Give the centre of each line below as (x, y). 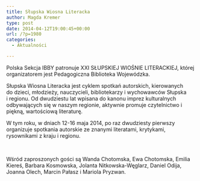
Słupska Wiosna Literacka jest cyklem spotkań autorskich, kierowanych (95, 85)
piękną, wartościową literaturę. (45, 111)
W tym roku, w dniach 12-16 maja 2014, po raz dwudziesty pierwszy (91, 123)
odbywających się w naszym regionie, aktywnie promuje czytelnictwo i (94, 105)
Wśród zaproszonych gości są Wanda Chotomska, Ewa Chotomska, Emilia (98, 159)
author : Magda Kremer (33, 17)
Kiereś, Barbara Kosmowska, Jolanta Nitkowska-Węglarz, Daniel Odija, (94, 165)
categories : (21, 40)
